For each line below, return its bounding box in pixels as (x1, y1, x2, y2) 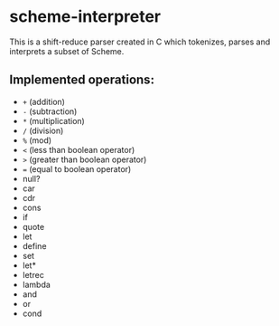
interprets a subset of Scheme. (9, 45, 125, 56)
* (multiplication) (22, 115, 86, 126)
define (22, 240, 47, 251)
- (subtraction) (22, 106, 78, 117)
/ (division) (22, 125, 64, 136)
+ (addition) (22, 96, 66, 107)
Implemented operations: (9, 72, 155, 88)
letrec (22, 269, 45, 280)
